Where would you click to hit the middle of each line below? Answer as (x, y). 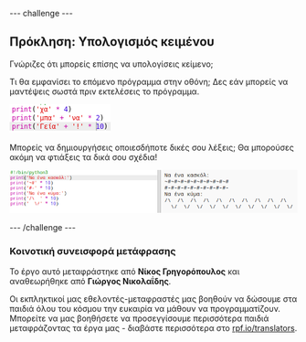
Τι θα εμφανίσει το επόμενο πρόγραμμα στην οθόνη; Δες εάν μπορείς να (149, 81)
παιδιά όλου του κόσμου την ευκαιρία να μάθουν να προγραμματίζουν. (145, 308)
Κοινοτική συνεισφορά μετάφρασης (93, 251)
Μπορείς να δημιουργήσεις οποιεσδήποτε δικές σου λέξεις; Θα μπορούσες (152, 147)
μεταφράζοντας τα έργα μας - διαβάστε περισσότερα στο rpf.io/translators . (153, 327)
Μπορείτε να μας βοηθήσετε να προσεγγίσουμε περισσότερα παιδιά (139, 318)
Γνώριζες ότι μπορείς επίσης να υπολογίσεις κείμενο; (111, 64)
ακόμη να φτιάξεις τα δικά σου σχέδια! (84, 157)
